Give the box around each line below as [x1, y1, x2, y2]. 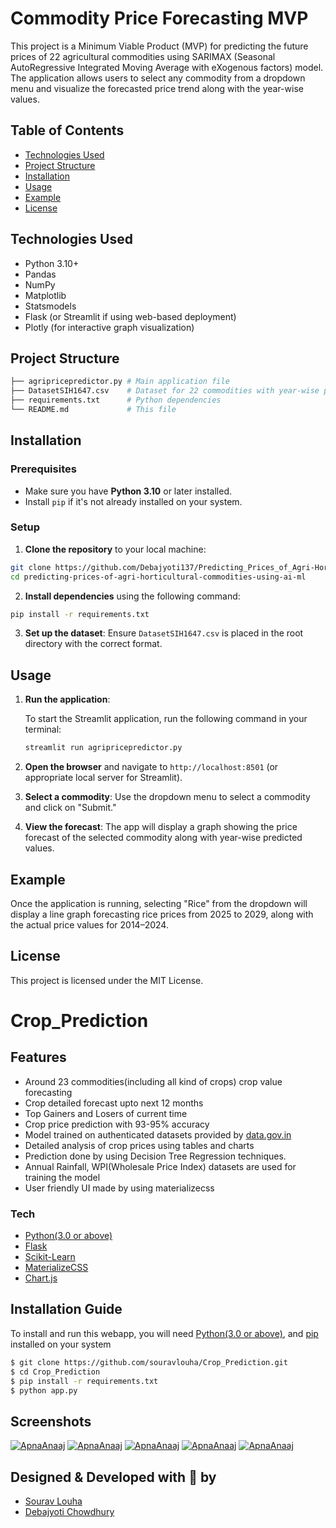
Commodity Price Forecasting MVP [10, 7, 309, 30]
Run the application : [24, 693, 111, 706]
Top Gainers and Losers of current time [24, 1107, 188, 1119]
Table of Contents [10, 122, 125, 139]
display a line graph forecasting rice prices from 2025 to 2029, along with [10, 908, 314, 920]
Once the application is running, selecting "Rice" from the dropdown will [10, 897, 308, 909]
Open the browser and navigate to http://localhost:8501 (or [24, 761, 279, 773]
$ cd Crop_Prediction [10, 1367, 101, 1377]
